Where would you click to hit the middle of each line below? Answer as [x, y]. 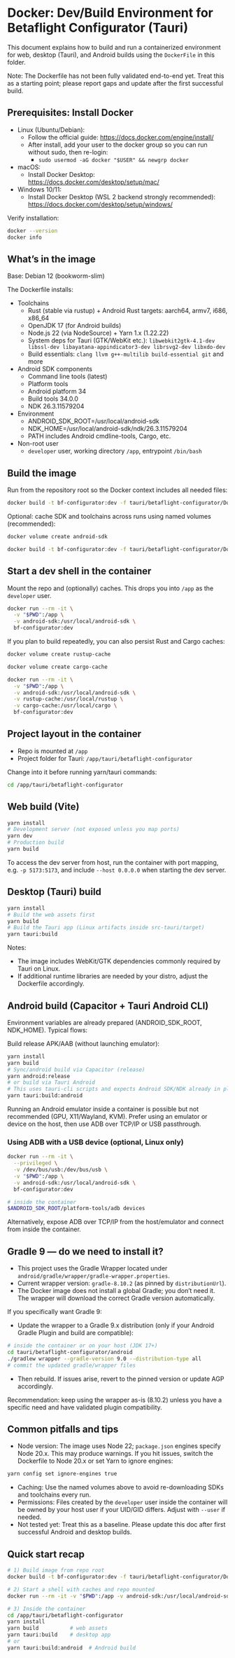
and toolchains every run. [54, 1495]
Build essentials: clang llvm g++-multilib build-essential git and [126, 354]
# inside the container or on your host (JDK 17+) [83, 1346]
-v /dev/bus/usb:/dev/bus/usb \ [61, 1170]
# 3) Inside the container [47, 1609]
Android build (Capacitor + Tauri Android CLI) [108, 1006]
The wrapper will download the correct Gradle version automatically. [116, 1298]
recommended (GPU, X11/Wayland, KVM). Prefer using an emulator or [107, 1117]
